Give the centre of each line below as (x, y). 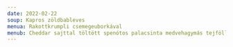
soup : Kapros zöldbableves (46, 20)
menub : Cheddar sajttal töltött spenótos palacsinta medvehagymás (105, 33)
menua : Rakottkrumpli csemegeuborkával (65, 26)
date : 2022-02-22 (32, 13)
